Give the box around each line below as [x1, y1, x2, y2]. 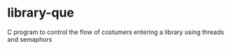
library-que [7, 5, 75, 21]
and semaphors [7, 35, 52, 43]
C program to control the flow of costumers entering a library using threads [7, 28, 225, 36]
